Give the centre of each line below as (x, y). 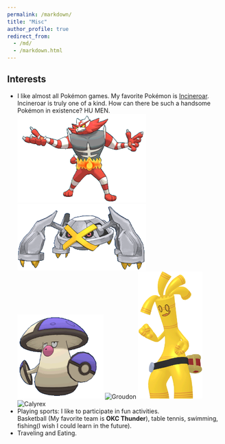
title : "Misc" (27, 22)
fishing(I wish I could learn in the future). (74, 426)
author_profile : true (38, 29)
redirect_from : (29, 36)
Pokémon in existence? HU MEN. (63, 110)
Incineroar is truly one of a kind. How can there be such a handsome (114, 103)
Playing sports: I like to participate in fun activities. (88, 411)
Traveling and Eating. (47, 433)
